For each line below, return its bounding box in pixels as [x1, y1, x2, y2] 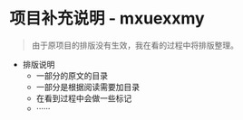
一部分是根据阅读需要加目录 [35, 81, 141, 92]
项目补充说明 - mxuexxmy [9, 8, 206, 29]
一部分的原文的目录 [35, 69, 109, 81]
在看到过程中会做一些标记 [35, 92, 132, 104]
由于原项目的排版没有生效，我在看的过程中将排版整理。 [31, 40, 238, 51]
